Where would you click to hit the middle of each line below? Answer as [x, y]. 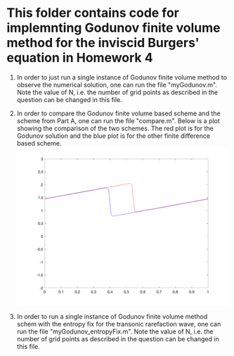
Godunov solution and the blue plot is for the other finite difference [113, 136]
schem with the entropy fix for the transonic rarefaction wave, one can [119, 324]
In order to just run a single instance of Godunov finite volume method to [122, 77]
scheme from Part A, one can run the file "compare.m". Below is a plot [118, 120]
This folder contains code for [93, 13]
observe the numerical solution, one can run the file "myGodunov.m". [117, 84]
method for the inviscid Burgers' [103, 43]
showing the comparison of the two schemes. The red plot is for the [115, 128]
